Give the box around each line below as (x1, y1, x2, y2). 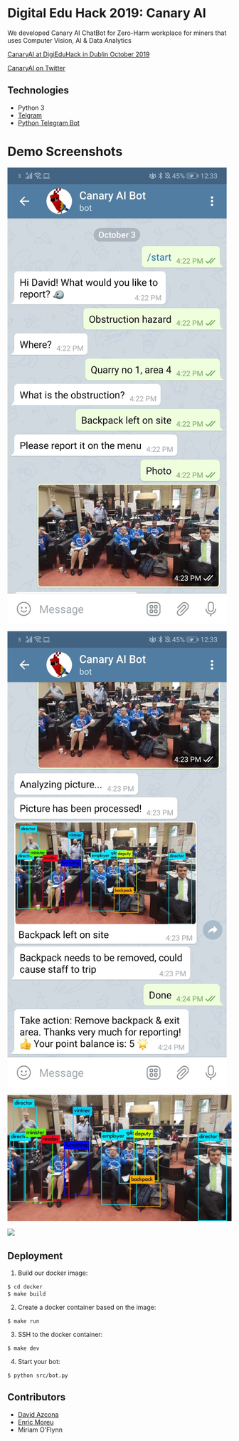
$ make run (7, 1318, 40, 1325)
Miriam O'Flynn (17, 1425, 63, 1434)
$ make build (7, 1291, 46, 1298)
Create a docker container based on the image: (17, 1303, 156, 1311)
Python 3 (17, 103, 45, 112)
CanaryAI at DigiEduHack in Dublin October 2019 (7, 50, 150, 58)
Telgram (17, 110, 43, 119)
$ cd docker (7, 1284, 43, 1291)
